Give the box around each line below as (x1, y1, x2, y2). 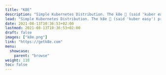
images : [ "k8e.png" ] (5, 35, 48, 40)
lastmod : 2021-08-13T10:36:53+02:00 (5, 26, 81, 31)
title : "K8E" (5, 7, 32, 12)
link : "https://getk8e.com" (5, 39, 63, 44)
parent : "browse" (14, 53, 50, 58)
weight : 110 (5, 58, 30, 63)
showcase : (9, 48, 30, 53)
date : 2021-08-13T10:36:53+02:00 (5, 21, 74, 26)
